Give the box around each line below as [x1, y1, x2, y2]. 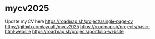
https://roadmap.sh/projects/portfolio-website [32, 29, 124, 34]
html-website [5, 29, 31, 34]
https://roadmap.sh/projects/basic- [80, 23, 151, 29]
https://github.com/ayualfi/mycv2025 [5, 23, 80, 29]
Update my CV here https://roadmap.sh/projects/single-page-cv [5, 19, 133, 24]
